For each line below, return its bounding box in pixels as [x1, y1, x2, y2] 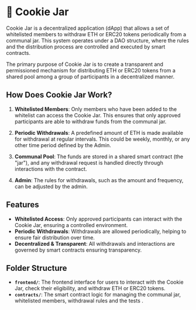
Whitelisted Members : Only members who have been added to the [14, 105, 177, 113]
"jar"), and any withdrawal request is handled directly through [14, 159, 164, 166]
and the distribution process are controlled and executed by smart [6, 43, 166, 50]
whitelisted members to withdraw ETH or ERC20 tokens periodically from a [6, 30, 187, 37]
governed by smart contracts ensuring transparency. [14, 246, 142, 253]
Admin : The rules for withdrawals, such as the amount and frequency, [14, 176, 184, 183]
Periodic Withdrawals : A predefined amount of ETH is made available [14, 129, 183, 136]
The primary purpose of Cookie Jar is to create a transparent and [6, 61, 164, 68]
